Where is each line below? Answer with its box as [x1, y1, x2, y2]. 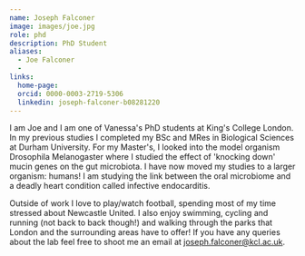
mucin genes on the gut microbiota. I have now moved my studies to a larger [9, 161, 296, 172]
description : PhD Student [9, 38, 107, 48]
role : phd [9, 30, 47, 39]
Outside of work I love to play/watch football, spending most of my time [9, 198, 277, 209]
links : [9, 73, 34, 82]
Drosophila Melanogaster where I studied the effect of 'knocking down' [9, 152, 276, 162]
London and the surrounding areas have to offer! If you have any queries [9, 227, 281, 238]
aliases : [9, 47, 43, 56]
